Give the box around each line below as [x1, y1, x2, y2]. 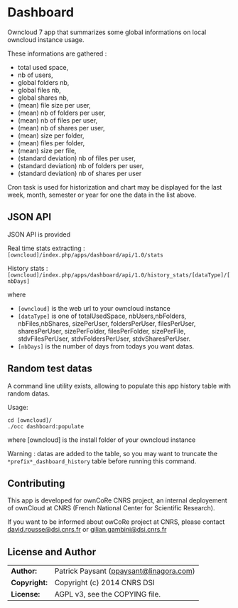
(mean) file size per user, [17, 101, 91, 109]
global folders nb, [17, 78, 70, 86]
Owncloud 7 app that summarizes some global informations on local [7, 28, 207, 36]
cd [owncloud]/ [7, 416, 53, 424]
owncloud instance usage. [7, 35, 85, 43]
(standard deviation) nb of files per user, [17, 154, 136, 163]
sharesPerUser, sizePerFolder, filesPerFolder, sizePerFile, [17, 326, 186, 335]
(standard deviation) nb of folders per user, [17, 161, 144, 170]
